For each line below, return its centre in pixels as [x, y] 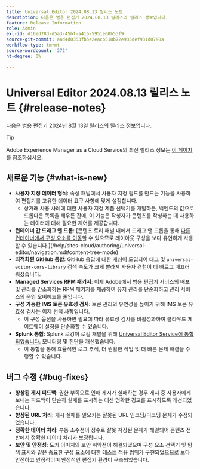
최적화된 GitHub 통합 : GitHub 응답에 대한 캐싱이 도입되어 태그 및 [90, 259]
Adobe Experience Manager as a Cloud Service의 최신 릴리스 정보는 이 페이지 [99, 149]
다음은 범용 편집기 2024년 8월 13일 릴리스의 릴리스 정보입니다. [79, 125]
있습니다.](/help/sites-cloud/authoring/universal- [87, 246]
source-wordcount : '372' [37, 51]
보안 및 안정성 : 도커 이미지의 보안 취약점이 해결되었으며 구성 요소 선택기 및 [101, 445]
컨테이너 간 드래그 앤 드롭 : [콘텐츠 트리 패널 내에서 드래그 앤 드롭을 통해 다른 [103, 231]
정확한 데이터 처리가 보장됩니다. [67, 437]
